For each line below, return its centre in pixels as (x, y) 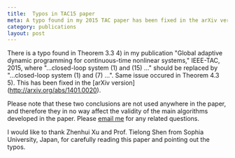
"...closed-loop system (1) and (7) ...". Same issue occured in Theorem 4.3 (113, 76)
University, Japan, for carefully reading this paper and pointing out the (108, 140)
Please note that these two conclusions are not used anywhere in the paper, (117, 104)
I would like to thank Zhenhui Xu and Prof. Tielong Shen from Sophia (106, 132)
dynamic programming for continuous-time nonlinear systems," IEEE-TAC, (114, 61)
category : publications (42, 27)
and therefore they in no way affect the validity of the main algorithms (108, 111)
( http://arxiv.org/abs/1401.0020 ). (54, 90)
